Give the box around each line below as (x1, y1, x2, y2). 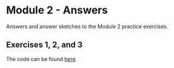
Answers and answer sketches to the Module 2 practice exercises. (6, 23, 169, 30)
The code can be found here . (6, 55, 78, 62)
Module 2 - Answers (6, 4, 108, 17)
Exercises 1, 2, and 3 (6, 40, 83, 50)
